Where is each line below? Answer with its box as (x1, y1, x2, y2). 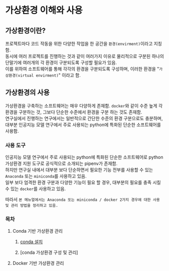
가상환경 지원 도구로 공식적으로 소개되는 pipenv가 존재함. (5, 160, 118, 167)
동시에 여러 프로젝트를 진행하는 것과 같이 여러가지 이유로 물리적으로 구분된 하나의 (5, 53, 164, 59)
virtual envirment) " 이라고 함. (17, 72, 81, 78)
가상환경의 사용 (5, 88, 50, 97)
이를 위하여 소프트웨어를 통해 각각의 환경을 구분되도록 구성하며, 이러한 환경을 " (5, 66, 159, 72)
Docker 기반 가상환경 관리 (12, 260, 64, 266)
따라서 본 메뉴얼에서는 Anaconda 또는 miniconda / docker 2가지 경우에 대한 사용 (5, 196, 160, 202)
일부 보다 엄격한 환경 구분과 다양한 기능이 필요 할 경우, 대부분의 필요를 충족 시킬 (5, 180, 161, 186)
